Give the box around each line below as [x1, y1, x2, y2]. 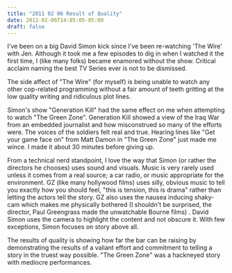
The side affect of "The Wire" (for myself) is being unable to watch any [7, 78, 210, 86]
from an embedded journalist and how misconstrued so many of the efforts [7, 121, 222, 129]
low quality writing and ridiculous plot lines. [7, 92, 131, 101]
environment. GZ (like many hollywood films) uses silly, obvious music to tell [7, 179, 225, 187]
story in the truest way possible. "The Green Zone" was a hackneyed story [7, 251, 221, 259]
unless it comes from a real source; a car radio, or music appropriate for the [7, 171, 224, 179]
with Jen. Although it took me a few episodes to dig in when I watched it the [7, 49, 224, 58]
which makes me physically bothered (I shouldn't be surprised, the [21, 201, 212, 209]
